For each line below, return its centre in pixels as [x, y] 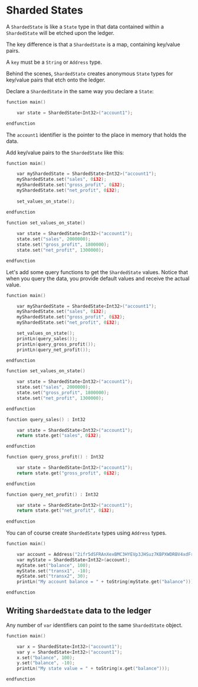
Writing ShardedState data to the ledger [79, 611]
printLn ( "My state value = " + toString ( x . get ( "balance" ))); [93, 669]
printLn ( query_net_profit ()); [54, 350]
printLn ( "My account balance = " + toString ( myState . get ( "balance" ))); [106, 582]
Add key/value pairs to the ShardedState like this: [65, 152]
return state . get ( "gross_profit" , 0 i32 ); [68, 473]
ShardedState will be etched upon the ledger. [60, 32]
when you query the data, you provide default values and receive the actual [98, 278]
